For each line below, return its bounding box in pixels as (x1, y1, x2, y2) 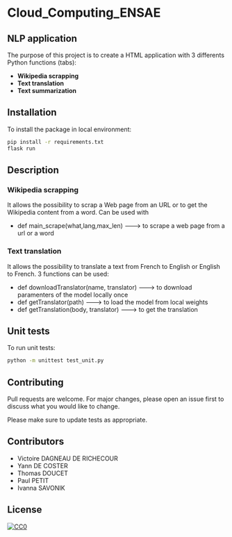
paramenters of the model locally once (17, 290, 129, 299)
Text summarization (17, 87, 77, 94)
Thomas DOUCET (17, 469, 68, 477)
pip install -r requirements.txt (7, 138, 104, 145)
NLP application (7, 33, 78, 44)
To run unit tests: (7, 344, 56, 352)
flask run (7, 144, 36, 152)
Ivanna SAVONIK (17, 484, 65, 492)
